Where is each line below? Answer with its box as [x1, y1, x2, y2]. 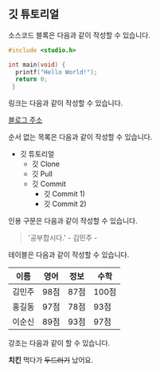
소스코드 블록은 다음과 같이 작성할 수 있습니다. [8, 30, 151, 40]
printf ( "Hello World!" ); [15, 68, 98, 76]
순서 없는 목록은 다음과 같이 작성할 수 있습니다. [8, 133, 153, 142]
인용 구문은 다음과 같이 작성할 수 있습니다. [8, 216, 138, 226]
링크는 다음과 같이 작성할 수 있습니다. [8, 98, 123, 108]
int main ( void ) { [8, 61, 66, 69]
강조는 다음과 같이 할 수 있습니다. [8, 338, 111, 348]
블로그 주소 [8, 115, 43, 125]
